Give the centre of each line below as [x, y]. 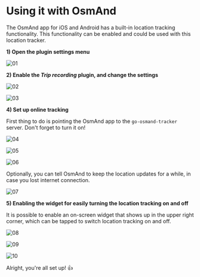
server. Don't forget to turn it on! [46, 127]
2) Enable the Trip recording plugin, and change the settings [82, 75]
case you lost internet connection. [48, 180]
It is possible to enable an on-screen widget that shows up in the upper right [100, 215]
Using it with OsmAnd [61, 11]
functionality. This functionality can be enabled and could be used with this [99, 33]
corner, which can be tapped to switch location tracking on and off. [89, 221]
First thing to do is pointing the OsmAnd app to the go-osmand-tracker [92, 121]
